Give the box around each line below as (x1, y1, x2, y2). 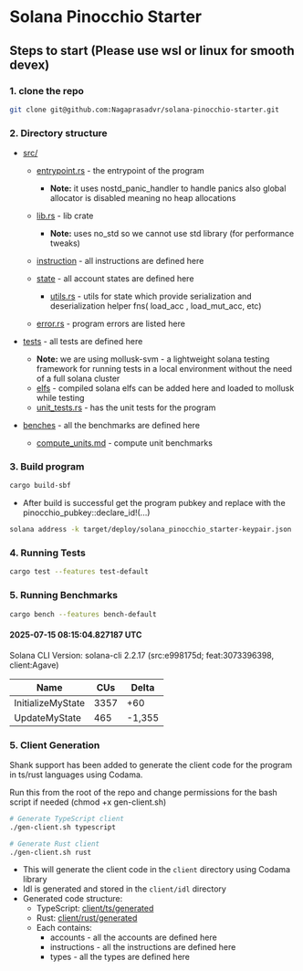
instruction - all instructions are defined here (36, 256, 204, 267)
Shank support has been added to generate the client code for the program (9, 759, 293, 770)
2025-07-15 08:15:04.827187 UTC (9, 629, 142, 640)
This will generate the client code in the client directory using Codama (22, 864, 290, 875)
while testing (36, 393, 85, 404)
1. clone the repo (9, 84, 84, 97)
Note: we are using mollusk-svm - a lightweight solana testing (36, 354, 270, 364)
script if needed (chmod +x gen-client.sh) (9, 797, 167, 807)
